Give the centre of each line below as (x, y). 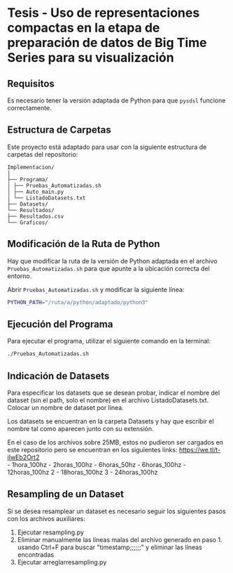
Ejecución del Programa (60, 324)
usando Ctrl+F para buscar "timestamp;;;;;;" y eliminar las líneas (110, 547)
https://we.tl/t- (200, 450)
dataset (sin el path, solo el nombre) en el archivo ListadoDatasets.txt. (108, 400)
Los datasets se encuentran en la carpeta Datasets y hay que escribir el (111, 421)
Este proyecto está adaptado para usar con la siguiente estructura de (107, 147)
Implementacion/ (31, 167)
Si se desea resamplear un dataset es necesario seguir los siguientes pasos (116, 511)
